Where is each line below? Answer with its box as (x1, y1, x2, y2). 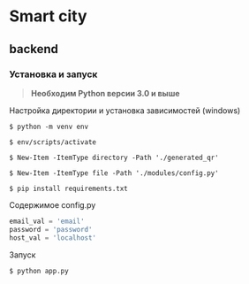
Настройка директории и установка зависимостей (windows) (9, 104, 241, 116)
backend (9, 42, 59, 57)
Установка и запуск (9, 68, 98, 81)
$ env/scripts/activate (9, 137, 97, 147)
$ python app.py (9, 266, 69, 275)
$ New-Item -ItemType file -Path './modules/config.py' (9, 168, 219, 178)
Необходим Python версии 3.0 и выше (30, 88, 180, 98)
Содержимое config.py (9, 199, 96, 210)
